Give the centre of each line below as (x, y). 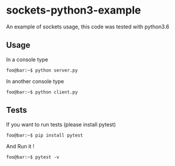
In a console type (27, 59)
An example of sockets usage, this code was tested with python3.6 (88, 27)
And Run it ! (20, 146)
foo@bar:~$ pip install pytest (45, 135)
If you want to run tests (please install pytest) (61, 124)
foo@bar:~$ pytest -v (33, 157)
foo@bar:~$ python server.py (42, 70)
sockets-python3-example (74, 10)
